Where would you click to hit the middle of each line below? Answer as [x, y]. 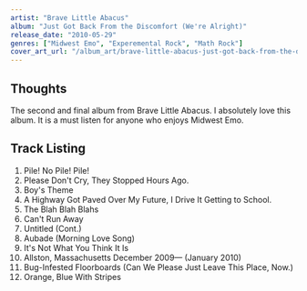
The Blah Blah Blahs [61, 209]
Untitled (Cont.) [52, 228]
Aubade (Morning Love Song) [79, 238]
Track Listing [48, 149]
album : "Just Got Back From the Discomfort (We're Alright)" [129, 26]
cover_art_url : [39, 52]
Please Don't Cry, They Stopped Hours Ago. [106, 180]
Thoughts [39, 89]
